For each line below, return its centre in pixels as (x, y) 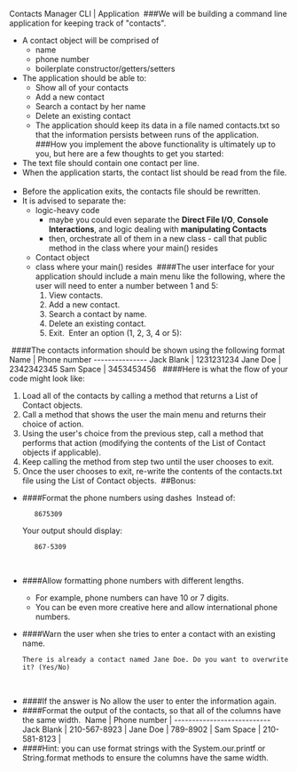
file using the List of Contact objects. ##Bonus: (109, 481)
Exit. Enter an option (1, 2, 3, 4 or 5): (115, 333)
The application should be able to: (84, 78)
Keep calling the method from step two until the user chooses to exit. (148, 462)
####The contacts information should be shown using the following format (148, 350)
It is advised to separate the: (74, 201)
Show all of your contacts (82, 88)
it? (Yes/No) (46, 667)
